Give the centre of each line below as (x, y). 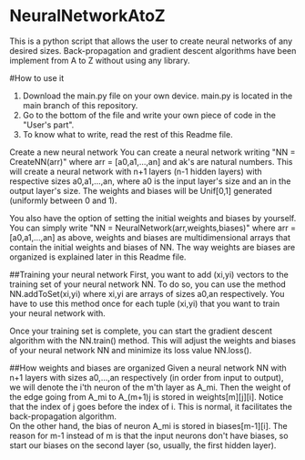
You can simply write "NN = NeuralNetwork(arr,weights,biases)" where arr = (153, 228)
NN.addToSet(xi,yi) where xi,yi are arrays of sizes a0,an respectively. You (147, 293)
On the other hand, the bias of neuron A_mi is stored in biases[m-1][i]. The (149, 425)
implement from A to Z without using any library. (100, 60)
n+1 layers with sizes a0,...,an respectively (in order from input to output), (147, 377)
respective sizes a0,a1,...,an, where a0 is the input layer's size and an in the (150, 181)
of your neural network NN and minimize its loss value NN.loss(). (131, 350)
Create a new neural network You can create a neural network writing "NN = (152, 152)
